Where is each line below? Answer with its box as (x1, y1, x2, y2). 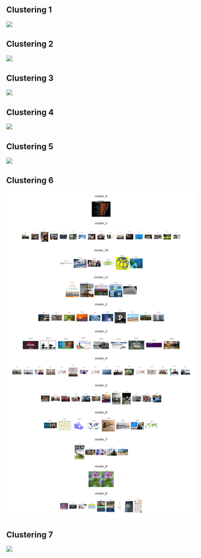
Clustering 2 (6, 39, 54, 49)
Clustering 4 (6, 107, 54, 117)
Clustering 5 (6, 141, 54, 152)
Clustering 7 (6, 529, 53, 540)
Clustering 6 (6, 176, 54, 186)
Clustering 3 (6, 73, 54, 84)
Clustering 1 (6, 5, 52, 15)
